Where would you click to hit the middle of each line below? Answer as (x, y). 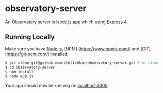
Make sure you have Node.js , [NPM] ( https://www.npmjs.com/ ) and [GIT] (78, 48)
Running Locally (30, 37)
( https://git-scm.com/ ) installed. (37, 54)
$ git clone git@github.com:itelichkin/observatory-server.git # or (76, 63)
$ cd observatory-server (30, 67)
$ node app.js (19, 76)
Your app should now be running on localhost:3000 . (57, 86)
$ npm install (19, 72)
